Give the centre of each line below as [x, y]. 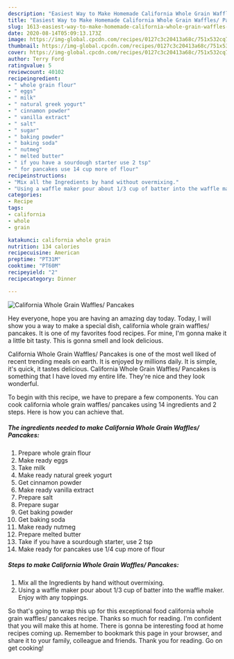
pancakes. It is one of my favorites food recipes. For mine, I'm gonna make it [117, 333]
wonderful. [23, 383]
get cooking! [26, 648]
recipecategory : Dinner [42, 279]
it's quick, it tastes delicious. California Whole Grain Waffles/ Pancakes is [112, 369]
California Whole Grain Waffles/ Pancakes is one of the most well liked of [112, 354]
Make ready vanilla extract [56, 490]
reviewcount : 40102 [36, 72]
